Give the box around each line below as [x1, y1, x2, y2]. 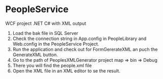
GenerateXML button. [12, 52, 58, 58]
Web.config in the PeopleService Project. [12, 41, 99, 47]
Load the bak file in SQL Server [12, 30, 78, 36]
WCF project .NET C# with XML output [5, 20, 87, 26]
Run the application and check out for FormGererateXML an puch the [12, 46, 158, 52]
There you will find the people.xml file [12, 62, 92, 68]
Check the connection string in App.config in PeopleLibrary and [12, 35, 147, 42]
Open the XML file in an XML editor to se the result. [12, 67, 121, 74]
